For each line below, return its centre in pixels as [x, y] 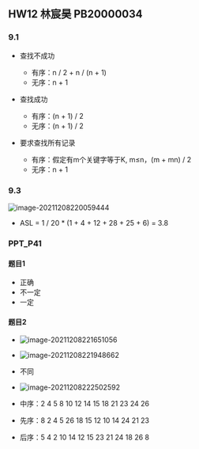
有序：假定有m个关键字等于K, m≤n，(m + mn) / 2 [111, 159]
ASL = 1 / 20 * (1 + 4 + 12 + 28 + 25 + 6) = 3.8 [94, 223]
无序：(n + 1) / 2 [58, 126]
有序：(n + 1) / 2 [58, 116]
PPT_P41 [25, 243]
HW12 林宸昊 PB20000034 [75, 14]
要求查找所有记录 [47, 143]
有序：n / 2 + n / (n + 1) [69, 72]
